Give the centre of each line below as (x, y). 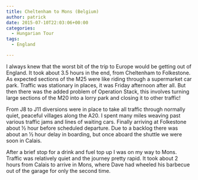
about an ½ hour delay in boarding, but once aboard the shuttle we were (94, 134)
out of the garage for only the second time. (59, 171)
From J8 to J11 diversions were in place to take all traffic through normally (96, 109)
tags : (13, 39)
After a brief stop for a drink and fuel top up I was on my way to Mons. (92, 152)
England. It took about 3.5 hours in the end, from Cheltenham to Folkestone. (98, 73)
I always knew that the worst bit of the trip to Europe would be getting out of (99, 66)
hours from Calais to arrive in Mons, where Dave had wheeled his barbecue (98, 164)
